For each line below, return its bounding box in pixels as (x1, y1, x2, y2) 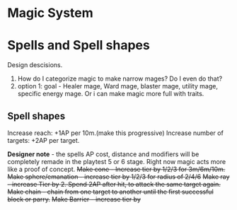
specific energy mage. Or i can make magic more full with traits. (17, 90, 204, 98)
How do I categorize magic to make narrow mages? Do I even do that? (17, 74, 223, 83)
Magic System (7, 5, 93, 21)
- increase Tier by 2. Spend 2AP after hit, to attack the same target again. (7, 180, 221, 188)
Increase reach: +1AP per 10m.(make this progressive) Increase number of (7, 129, 224, 137)
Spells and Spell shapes (7, 37, 150, 54)
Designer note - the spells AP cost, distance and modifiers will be (7, 150, 200, 158)
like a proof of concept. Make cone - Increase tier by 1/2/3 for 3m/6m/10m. (7, 165, 226, 173)
